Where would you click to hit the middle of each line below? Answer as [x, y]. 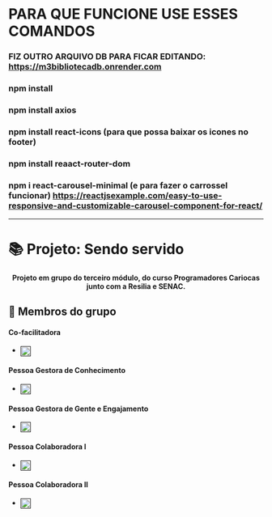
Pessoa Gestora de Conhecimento [67, 371]
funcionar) [30, 195]
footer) [22, 142]
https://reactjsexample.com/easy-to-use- [137, 195]
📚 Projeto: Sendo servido [96, 250]
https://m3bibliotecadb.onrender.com [85, 67]
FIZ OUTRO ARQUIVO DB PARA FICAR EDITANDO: [107, 57]
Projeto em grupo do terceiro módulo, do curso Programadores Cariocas [136, 278]
